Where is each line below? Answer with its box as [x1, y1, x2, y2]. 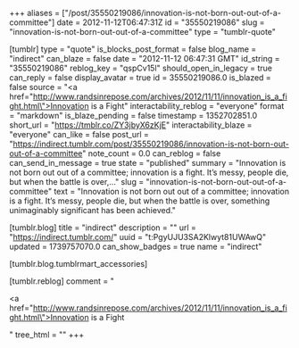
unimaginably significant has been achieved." [9, 205, 177, 215]
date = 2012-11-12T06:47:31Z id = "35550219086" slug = [56, 17, 265, 28]
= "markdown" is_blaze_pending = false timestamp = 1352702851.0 [9, 111, 257, 120]
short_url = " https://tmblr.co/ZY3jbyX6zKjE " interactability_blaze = [9, 120, 253, 130]
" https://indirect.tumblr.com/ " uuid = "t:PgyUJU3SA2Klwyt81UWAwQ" [9, 232, 267, 242]
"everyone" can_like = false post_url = [9, 129, 150, 139]
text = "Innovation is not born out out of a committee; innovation [53, 186, 290, 196]
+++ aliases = [9, 8, 61, 18]
